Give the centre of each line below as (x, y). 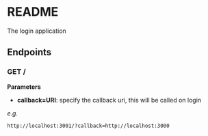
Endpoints (29, 52)
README (33, 12)
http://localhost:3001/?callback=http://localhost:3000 (88, 126)
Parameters (24, 87)
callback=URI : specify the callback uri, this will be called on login (109, 100)
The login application (37, 31)
